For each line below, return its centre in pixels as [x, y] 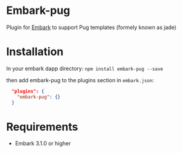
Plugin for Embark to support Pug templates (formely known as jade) [91, 27]
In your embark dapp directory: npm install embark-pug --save [85, 68]
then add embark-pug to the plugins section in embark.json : [80, 80]
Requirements [42, 127]
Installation [35, 52]
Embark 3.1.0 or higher [43, 143]
